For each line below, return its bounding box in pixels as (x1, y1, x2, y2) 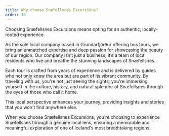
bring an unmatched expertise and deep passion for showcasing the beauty (5, 47, 163, 53)
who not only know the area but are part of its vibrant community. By (5, 73, 148, 79)
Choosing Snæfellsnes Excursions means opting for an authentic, (5, 26, 142, 32)
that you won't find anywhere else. (5, 104, 77, 110)
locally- (142, 26, 158, 32)
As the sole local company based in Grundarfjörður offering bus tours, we (5, 41, 159, 47)
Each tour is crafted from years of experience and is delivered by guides (5, 67, 156, 74)
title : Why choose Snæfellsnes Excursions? (5, 7, 99, 13)
